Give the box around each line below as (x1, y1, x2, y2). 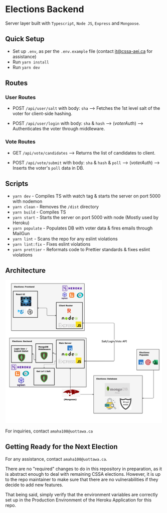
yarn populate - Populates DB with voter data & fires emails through (12, 225, 153, 231)
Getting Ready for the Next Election (5, 443, 118, 451)
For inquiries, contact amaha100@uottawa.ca (5, 428, 93, 434)
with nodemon (12, 198, 43, 204)
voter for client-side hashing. (12, 111, 73, 117)
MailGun (12, 230, 30, 236)
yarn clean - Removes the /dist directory (12, 203, 99, 209)
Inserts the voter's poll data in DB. (12, 165, 84, 171)
